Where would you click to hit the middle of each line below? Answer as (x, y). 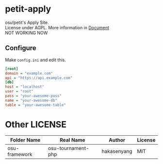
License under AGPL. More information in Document (57, 27)
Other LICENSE (36, 124)
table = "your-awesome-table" (36, 105)
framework (20, 154)
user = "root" (19, 91)
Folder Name (25, 140)
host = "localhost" (25, 87)
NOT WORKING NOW (26, 33)
